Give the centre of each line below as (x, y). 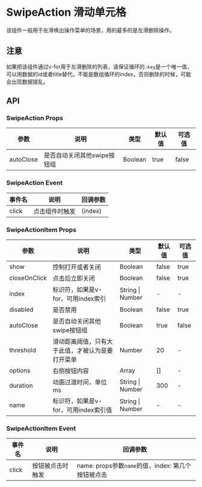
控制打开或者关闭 (77, 267)
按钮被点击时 (50, 466)
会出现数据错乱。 (27, 81)
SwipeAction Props (35, 118)
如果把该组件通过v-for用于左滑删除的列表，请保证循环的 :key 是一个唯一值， (99, 66)
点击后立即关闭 (74, 279)
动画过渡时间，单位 (80, 382)
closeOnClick (28, 278)
